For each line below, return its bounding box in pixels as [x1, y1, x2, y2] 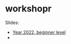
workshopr [5, 3, 52, 14]
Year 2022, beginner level [12, 29, 66, 35]
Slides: [5, 19, 19, 25]
